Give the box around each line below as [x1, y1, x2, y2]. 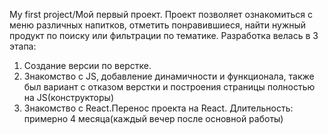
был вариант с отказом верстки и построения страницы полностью [23, 81, 316, 93]
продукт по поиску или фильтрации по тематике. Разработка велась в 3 [9, 30, 319, 41]
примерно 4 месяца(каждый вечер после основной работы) [23, 113, 284, 124]
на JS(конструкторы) [23, 92, 114, 103]
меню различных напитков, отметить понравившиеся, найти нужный [9, 19, 307, 31]
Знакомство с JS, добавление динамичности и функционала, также [23, 70, 315, 82]
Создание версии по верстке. [23, 60, 152, 71]
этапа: [9, 40, 37, 52]
